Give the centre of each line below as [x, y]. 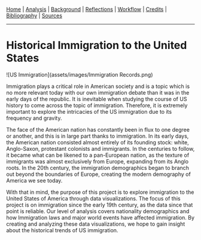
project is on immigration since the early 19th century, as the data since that [100, 205]
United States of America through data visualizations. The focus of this [93, 198]
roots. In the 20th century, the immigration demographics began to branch [98, 168]
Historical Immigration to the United [97, 45]
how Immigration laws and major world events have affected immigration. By [100, 217]
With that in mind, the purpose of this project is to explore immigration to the [100, 192]
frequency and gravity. [34, 118]
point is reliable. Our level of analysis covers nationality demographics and [98, 211]
